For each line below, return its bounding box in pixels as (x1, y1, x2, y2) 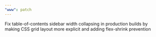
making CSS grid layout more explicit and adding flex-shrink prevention (4, 26, 151, 32)
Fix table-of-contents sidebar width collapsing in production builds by (4, 21, 148, 27)
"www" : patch (4, 7, 32, 12)
